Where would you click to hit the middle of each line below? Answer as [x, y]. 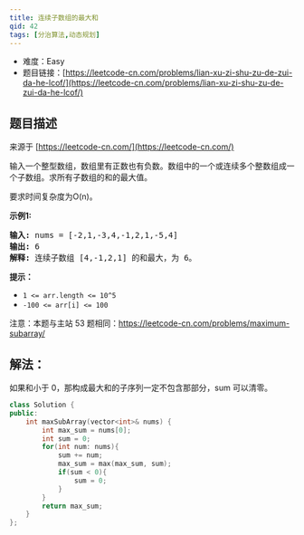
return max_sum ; [72, 506]
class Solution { [42, 405]
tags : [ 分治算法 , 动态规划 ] [55, 34]
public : [24, 413]
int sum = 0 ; [66, 439]
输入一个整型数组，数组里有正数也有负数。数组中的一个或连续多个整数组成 [148, 166]
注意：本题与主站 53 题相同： [64, 323]
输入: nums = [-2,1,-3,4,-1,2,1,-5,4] [94, 235]
